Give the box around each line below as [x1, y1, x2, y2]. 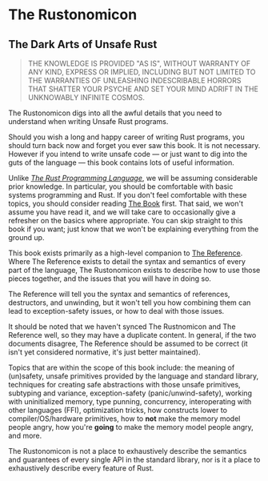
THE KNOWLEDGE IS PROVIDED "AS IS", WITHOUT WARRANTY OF [27, 58, 250, 68]
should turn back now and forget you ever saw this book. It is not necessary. [8, 141, 261, 150]
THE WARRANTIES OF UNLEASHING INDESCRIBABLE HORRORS [27, 76, 242, 85]
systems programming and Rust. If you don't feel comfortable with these [8, 190, 247, 199]
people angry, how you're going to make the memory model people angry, [8, 423, 254, 431]
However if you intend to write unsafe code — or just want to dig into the [8, 150, 248, 158]
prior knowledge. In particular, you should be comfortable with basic [8, 182, 234, 191]
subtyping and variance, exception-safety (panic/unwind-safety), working [8, 388, 252, 398]
